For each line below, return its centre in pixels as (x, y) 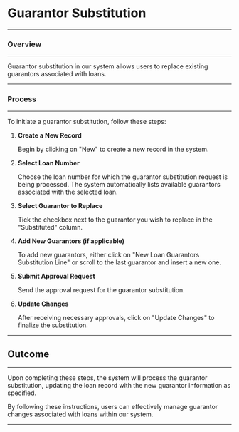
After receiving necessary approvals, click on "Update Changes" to (116, 317)
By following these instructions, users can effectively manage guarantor (113, 407)
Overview (25, 44)
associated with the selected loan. (68, 192)
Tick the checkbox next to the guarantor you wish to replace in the (115, 220)
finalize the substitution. (53, 325)
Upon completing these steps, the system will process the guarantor (107, 378)
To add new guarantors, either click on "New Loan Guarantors (108, 254)
